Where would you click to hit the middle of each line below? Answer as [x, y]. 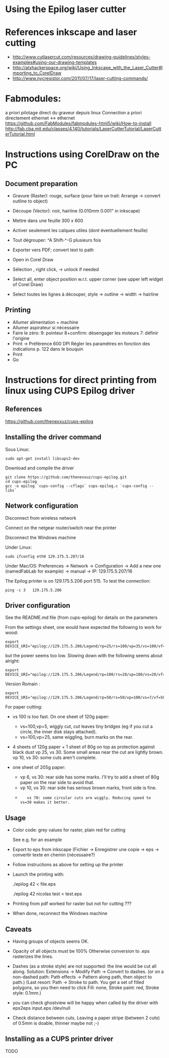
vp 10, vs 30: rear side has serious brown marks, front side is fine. [88, 788]
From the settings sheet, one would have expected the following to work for [83, 627]
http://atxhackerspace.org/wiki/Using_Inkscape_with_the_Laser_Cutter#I [88, 68]
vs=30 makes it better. [45, 802]
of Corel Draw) [28, 285]
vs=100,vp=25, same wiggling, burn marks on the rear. [76, 737]
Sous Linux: [17, 449]
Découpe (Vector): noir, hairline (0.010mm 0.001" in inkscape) [76, 211]
